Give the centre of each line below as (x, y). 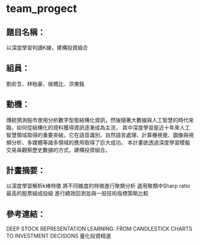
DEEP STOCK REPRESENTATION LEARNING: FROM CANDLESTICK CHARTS (99, 229)
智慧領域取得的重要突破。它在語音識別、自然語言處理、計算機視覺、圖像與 (97, 135)
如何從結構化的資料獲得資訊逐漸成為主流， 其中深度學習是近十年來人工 (103, 127)
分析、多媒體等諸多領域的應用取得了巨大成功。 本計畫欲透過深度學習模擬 (101, 142)
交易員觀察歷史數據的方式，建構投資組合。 (58, 150)
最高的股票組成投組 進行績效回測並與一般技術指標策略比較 (77, 194)
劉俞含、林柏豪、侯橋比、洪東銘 (45, 84)
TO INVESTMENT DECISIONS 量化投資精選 (59, 236)
